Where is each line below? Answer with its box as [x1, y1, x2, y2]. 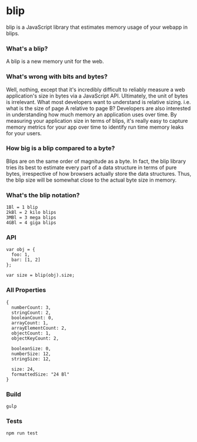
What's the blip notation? [6, 191, 80, 199]
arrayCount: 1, [11, 320, 49, 326]
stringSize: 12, [11, 356, 51, 362]
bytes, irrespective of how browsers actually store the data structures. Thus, [6, 170, 192, 177]
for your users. [6, 129, 42, 136]
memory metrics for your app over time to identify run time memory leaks [6, 123, 184, 130]
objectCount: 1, [11, 330, 51, 336]
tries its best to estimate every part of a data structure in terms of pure [6, 163, 177, 171]
